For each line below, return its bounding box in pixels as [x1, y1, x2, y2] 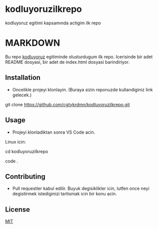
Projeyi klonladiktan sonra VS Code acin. [12, 129, 96, 135]
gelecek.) [12, 92, 32, 98]
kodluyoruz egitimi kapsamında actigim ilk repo [5, 20, 102, 26]
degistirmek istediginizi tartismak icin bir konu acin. [12, 191, 117, 197]
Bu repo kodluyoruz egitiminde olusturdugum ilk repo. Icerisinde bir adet [5, 54, 153, 60]
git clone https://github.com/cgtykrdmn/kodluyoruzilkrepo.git [5, 101, 130, 107]
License [5, 205, 30, 214]
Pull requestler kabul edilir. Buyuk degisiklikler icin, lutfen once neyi [12, 185, 150, 192]
